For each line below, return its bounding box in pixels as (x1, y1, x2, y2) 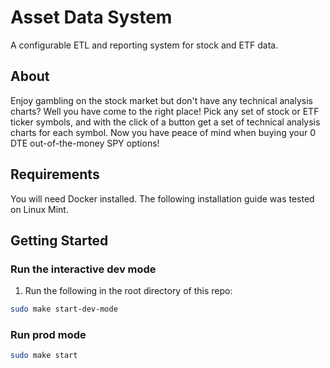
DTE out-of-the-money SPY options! (10, 137, 160, 149)
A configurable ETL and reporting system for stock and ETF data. (10, 39, 279, 51)
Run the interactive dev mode (10, 262, 157, 276)
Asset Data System (10, 6, 173, 29)
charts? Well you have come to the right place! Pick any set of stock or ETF (10, 105, 320, 117)
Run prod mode (10, 328, 87, 342)
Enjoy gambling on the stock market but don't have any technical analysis (10, 94, 313, 106)
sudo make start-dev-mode (10, 304, 118, 315)
